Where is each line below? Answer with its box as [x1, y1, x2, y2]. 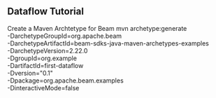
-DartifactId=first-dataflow [7, 61, 84, 69]
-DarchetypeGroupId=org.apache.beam [7, 31, 122, 40]
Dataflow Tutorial [7, 6, 84, 17]
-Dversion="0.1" [7, 69, 54, 77]
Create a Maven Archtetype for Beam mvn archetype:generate [7, 24, 187, 32]
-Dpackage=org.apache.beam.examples [7, 76, 124, 85]
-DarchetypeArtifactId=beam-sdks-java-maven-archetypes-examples [7, 38, 210, 48]
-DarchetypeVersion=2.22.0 [7, 46, 88, 55]
